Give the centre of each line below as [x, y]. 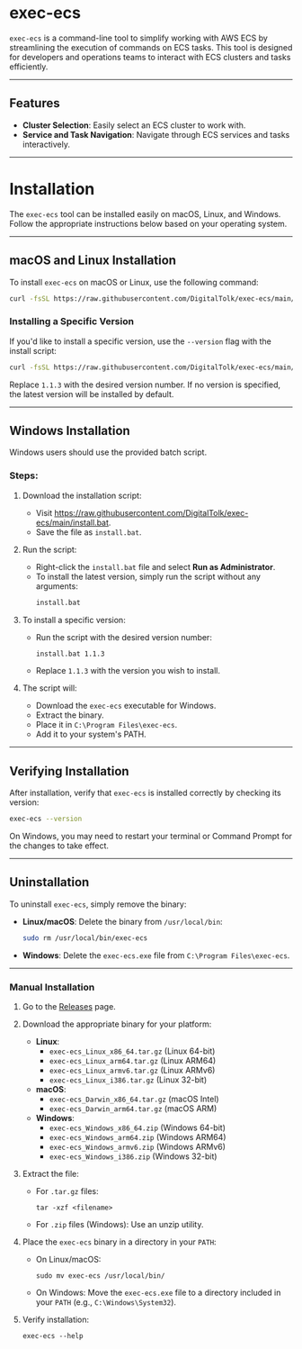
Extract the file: [50, 1174]
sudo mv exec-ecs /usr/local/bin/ [100, 1276]
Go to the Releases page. [69, 1007]
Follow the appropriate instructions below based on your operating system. [148, 223]
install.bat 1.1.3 [70, 654]
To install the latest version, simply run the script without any [148, 576]
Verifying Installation [69, 771]
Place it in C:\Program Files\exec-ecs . [107, 725]
